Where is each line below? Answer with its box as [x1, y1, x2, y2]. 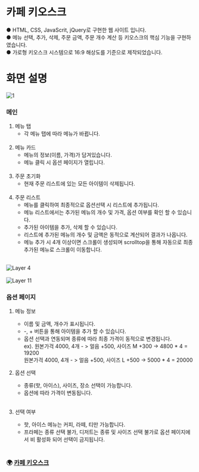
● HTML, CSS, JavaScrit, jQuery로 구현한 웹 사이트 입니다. [6, 26, 147, 33]
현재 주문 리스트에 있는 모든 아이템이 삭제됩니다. [23, 180, 135, 187]
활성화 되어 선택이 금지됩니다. [36, 436, 105, 443]
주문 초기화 [14, 172, 41, 180]
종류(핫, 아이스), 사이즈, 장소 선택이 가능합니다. [23, 382, 133, 389]
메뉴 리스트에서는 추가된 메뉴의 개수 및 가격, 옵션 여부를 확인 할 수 [23, 209, 176, 216]
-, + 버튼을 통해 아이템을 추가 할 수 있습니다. [23, 328, 126, 335]
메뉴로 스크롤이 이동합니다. [39, 246, 102, 254]
